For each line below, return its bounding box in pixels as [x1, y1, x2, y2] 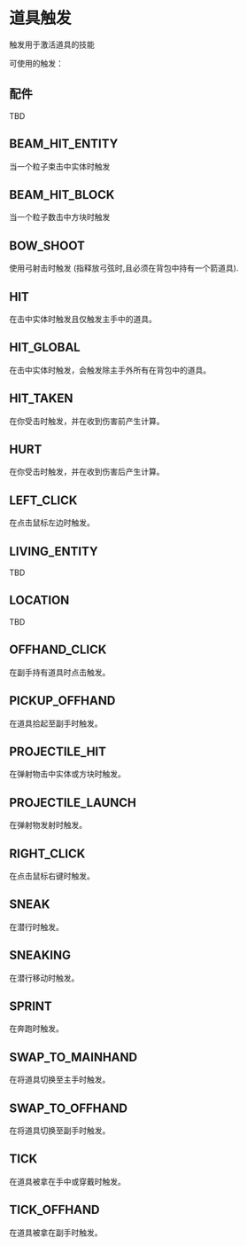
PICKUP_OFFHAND [9, 693, 116, 708]
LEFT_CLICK [9, 493, 78, 508]
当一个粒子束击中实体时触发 [9, 161, 111, 171]
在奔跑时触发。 [9, 1023, 64, 1034]
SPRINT [9, 998, 53, 1013]
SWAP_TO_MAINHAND [9, 1049, 138, 1065]
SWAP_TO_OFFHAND [9, 1100, 128, 1116]
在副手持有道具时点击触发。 [9, 666, 111, 677]
